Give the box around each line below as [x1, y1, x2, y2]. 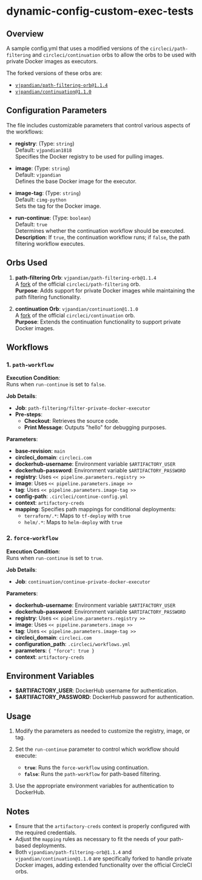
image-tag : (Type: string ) [15, 189, 81, 196]
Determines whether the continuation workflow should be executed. [15, 227, 185, 234]
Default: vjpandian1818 [15, 146, 72, 154]
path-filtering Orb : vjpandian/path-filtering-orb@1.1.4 [15, 274, 157, 281]
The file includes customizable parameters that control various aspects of [6, 121, 191, 129]
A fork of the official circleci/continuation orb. [15, 311, 135, 319]
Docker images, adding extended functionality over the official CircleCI [15, 861, 192, 869]
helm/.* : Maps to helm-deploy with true [24, 519, 123, 526]
